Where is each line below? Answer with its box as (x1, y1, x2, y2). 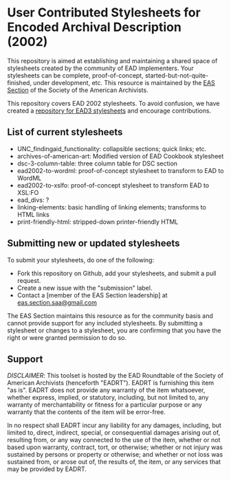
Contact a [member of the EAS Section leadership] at (16, 290, 168, 299)
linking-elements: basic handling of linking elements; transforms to (16, 203, 206, 211)
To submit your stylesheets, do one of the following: (7, 255, 155, 264)
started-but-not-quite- (144, 71, 209, 80)
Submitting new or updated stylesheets (7, 238, 180, 249)
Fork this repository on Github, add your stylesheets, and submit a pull (16, 269, 217, 277)
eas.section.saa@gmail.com (16, 298, 98, 306)
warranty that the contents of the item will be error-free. (7, 408, 166, 416)
